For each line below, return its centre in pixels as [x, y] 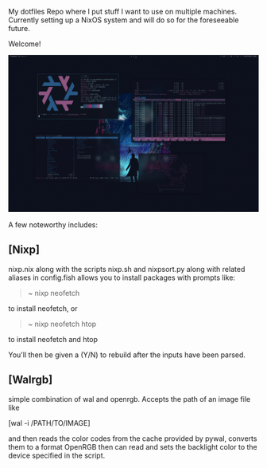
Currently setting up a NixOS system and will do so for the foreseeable [124, 20]
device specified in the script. [57, 455]
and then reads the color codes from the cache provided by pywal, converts [133, 439]
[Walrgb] [31, 380]
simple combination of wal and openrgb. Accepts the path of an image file [130, 399]
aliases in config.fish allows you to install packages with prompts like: [122, 277]
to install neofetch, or [43, 308]
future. [19, 28]
